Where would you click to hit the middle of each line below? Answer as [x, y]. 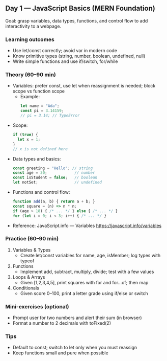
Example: [30, 97]
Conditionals [26, 288]
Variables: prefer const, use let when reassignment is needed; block [84, 86]
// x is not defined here [40, 149]
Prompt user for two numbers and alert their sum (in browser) [77, 318]
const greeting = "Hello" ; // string [53, 168]
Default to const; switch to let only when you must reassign [75, 348]
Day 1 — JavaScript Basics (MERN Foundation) [80, 8]
